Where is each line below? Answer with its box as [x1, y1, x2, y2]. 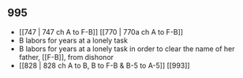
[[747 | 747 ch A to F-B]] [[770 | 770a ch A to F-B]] [18, 27, 183, 36]
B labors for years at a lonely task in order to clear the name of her [18, 43, 235, 54]
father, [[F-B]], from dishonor [18, 52, 114, 61]
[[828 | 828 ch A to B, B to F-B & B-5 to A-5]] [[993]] [18, 61, 190, 70]
